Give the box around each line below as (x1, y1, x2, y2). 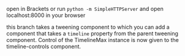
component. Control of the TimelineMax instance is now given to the (6, 37, 179, 43)
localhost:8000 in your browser (6, 12, 86, 19)
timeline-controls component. (6, 43, 81, 50)
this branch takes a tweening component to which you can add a (6, 24, 170, 30)
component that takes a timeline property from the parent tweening (6, 30, 179, 37)
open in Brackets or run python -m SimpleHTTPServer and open (6, 5, 164, 12)
